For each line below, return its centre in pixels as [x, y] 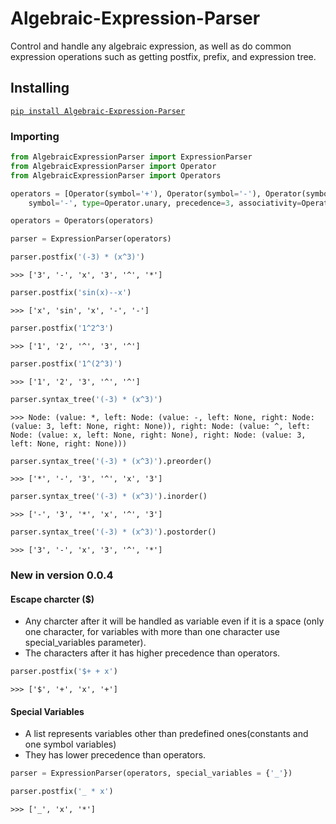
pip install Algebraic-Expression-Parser [98, 111]
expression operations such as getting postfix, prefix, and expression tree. [163, 56]
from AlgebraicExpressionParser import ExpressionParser [131, 157]
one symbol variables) [70, 744]
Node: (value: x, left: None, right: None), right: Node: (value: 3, [158, 435]
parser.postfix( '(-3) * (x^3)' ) [77, 257]
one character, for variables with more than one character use [152, 632]
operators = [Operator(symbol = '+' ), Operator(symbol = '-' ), [136, 193]
